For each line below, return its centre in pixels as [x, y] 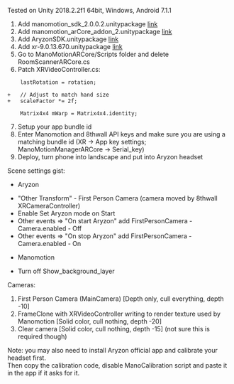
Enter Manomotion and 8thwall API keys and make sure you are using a [121, 134]
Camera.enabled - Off [50, 228]
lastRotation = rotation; [58, 82]
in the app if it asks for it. [44, 373]
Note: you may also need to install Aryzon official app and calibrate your [113, 350]
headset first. [27, 358]
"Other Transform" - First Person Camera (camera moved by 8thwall [117, 198]
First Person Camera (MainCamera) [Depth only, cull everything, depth [121, 299]
